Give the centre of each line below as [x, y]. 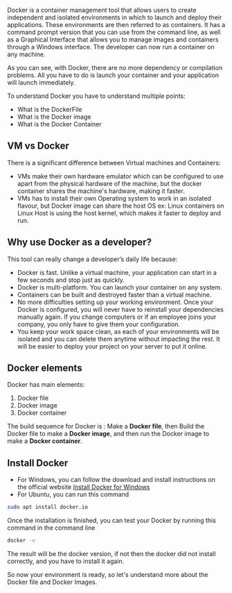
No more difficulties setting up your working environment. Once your [115, 302]
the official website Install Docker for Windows [83, 487]
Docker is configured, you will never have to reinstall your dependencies [120, 309]
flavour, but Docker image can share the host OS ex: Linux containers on [121, 206]
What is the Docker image [54, 117]
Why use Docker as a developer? [80, 242]
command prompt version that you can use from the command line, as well [114, 32]
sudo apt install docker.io [48, 507]
